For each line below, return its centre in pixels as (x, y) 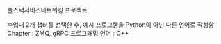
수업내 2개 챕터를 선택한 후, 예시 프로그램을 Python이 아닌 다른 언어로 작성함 (110, 25)
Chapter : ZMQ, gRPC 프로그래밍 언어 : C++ (68, 33)
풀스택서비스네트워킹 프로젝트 (48, 10)
